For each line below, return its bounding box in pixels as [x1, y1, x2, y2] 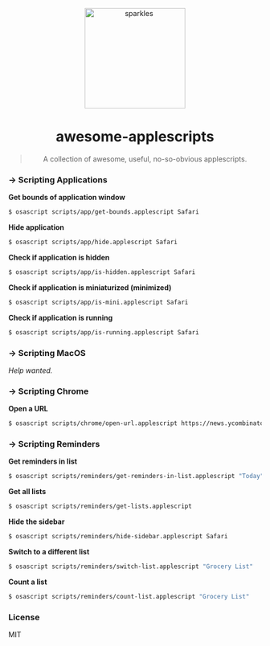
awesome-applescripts [55, 128, 215, 146]
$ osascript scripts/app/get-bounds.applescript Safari [8, 208, 199, 216]
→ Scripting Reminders [8, 439, 100, 449]
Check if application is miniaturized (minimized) [8, 282, 172, 292]
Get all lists [8, 487, 47, 497]
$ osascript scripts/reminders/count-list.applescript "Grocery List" [8, 592, 250, 600]
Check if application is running [8, 313, 113, 322]
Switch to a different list [8, 547, 90, 556]
